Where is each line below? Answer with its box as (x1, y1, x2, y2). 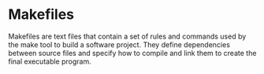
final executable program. (8, 57, 92, 66)
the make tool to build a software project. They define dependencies (8, 39, 231, 49)
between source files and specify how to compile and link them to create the (8, 48, 257, 57)
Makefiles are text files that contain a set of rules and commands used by (8, 31, 247, 41)
